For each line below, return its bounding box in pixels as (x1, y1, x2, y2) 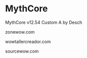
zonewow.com (5, 29, 35, 35)
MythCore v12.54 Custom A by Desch (5, 19, 83, 25)
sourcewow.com (5, 48, 39, 54)
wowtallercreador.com (5, 38, 51, 45)
